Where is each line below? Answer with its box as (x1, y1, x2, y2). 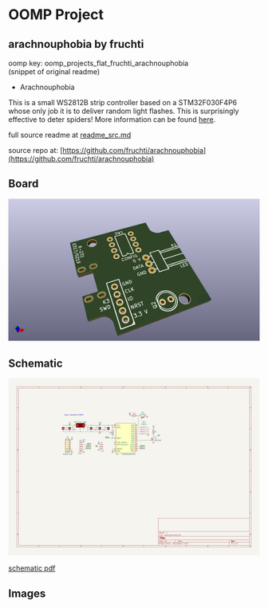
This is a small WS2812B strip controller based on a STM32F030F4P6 (8, 98, 238, 107)
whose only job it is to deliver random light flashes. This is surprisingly (8, 106, 239, 116)
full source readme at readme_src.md (8, 130, 132, 139)
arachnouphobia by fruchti (8, 37, 144, 51)
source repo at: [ (8, 146, 63, 155)
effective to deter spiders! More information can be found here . (8, 115, 216, 124)
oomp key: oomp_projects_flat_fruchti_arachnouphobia (8, 58, 189, 68)
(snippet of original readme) (8, 67, 100, 76)
